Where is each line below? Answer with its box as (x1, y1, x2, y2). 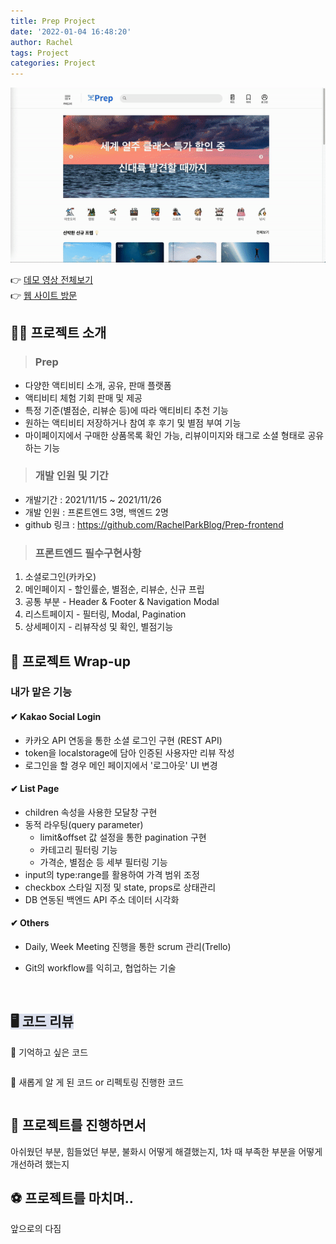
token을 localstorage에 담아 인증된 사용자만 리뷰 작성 (24, 746, 235, 759)
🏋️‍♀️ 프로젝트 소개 (10, 325, 107, 342)
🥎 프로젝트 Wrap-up (10, 653, 131, 670)
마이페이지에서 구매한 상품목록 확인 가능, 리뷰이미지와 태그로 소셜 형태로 (24, 429, 306, 441)
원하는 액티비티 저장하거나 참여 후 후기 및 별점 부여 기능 (24, 416, 242, 429)
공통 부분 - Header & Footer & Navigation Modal (24, 596, 220, 608)
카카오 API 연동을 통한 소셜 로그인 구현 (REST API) (24, 734, 223, 746)
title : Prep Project (10, 16, 97, 26)
